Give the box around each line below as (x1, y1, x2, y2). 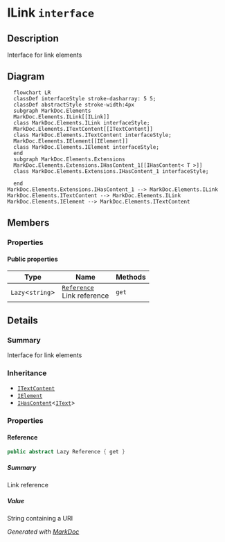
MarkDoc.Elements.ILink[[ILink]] (13, 113, 110, 120)
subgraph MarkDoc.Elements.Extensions (13, 156, 126, 163)
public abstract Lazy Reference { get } (7, 449, 126, 455)
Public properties (7, 255, 58, 263)
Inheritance (7, 368, 47, 378)
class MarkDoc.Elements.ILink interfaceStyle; (13, 119, 150, 126)
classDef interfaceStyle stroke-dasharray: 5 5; (13, 95, 156, 102)
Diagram (7, 71, 45, 82)
